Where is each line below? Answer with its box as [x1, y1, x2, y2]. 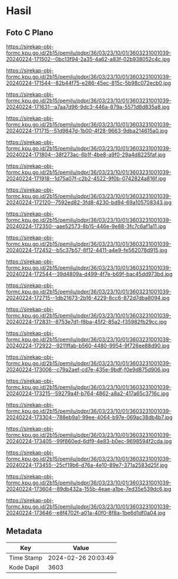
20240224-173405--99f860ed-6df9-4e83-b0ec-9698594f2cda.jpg [6, 438, 172, 444]
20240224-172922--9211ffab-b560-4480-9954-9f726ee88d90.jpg [6, 342, 170, 349]
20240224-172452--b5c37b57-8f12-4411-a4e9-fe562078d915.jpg [6, 247, 167, 253]
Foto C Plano [6, 28, 53, 38]
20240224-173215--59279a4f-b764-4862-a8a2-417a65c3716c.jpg [6, 390, 169, 397]
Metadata [6, 526, 42, 536]
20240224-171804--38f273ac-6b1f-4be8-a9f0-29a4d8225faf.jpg [6, 151, 166, 158]
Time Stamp [9, 554, 43, 562]
